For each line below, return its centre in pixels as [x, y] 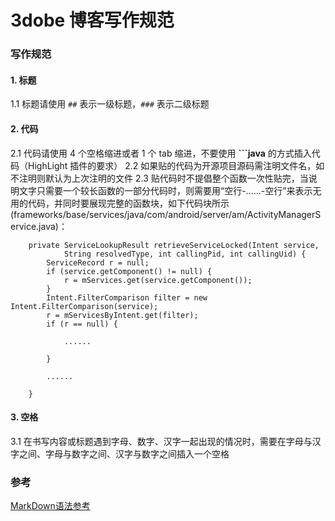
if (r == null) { [82, 324]
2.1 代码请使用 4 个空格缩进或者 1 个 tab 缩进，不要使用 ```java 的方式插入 [161, 153]
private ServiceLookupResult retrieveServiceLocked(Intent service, [174, 245]
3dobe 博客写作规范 [92, 20]
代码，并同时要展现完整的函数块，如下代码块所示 [128, 203]
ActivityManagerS [284, 214]
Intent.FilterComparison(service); [84, 306]
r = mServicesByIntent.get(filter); [122, 315]
